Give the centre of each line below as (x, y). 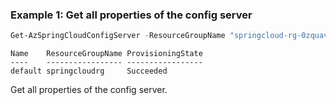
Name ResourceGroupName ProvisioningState (106, 54)
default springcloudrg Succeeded (89, 71)
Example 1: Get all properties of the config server (131, 15)
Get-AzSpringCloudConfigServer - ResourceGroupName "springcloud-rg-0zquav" (171, 36)
